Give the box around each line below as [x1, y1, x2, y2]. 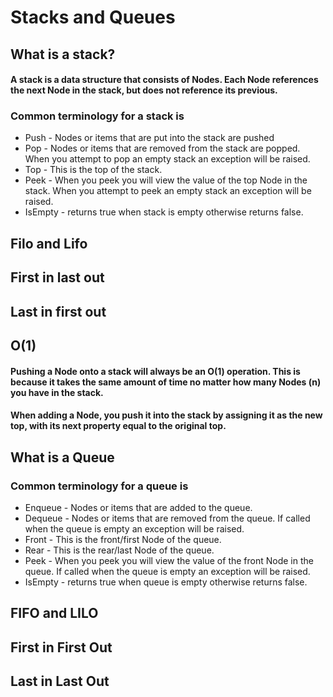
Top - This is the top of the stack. [24, 164, 163, 176]
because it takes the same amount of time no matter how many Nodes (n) [10, 376, 322, 388]
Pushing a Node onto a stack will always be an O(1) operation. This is [10, 365, 301, 377]
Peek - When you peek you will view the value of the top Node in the [24, 174, 308, 186]
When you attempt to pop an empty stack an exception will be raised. [24, 153, 311, 165]
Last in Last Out [10, 673, 110, 690]
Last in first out [10, 303, 107, 320]
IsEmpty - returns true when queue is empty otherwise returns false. [24, 576, 308, 588]
